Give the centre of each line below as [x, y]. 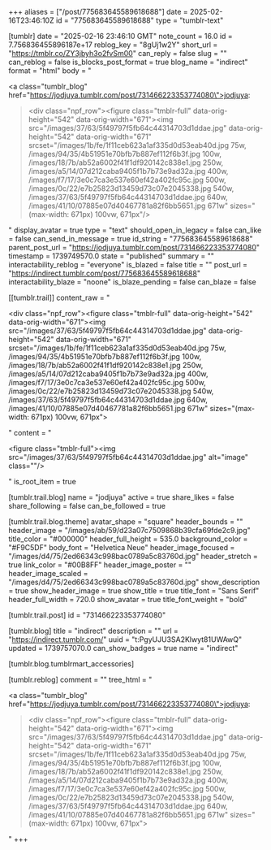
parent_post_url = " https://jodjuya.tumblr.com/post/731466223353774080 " [134, 247]
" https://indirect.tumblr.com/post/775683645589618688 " [105, 273]
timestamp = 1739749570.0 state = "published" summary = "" [112, 256]
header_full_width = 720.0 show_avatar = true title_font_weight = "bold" [128, 599]
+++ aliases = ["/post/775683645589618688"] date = [98, 12]
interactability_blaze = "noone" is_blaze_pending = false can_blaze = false [133, 282]
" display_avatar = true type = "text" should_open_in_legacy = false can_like [135, 230]
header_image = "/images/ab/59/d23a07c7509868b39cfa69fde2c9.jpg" [130, 530]
